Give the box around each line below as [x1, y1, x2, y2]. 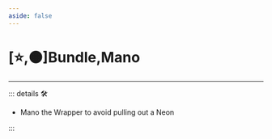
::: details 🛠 [8, 88, 49, 98]
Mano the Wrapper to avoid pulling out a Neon [19, 107, 175, 117]
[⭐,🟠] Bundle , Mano [8, 48, 140, 66]
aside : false [8, 11, 53, 20]
